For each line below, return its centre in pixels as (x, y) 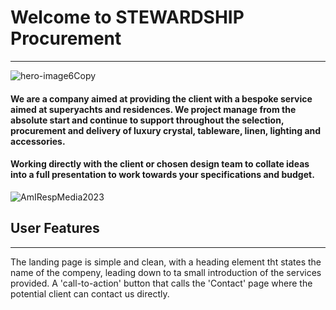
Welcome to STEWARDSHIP (127, 17)
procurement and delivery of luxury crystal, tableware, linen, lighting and (166, 130)
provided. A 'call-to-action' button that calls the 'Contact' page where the (161, 283)
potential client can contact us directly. (90, 293)
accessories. (38, 141)
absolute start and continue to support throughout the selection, (147, 120)
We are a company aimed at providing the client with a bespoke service (161, 98)
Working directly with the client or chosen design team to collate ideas (160, 164)
